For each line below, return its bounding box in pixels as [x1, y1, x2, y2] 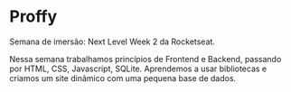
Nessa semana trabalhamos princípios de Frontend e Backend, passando [9, 53, 282, 64]
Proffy [9, 6, 58, 27]
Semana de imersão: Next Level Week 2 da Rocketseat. [9, 36, 215, 47]
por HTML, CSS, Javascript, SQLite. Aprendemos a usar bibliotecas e [9, 63, 268, 74]
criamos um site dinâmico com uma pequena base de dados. [9, 72, 237, 83]
